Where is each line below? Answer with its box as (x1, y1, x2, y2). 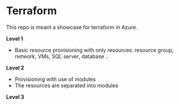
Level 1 (6, 35, 24, 42)
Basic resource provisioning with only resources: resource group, (14, 46, 174, 54)
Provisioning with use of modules (14, 76, 96, 83)
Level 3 (6, 93, 25, 100)
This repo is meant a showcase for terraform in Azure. (6, 24, 138, 31)
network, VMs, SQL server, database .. (14, 52, 109, 60)
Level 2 (6, 64, 25, 71)
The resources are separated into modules (14, 81, 119, 89)
